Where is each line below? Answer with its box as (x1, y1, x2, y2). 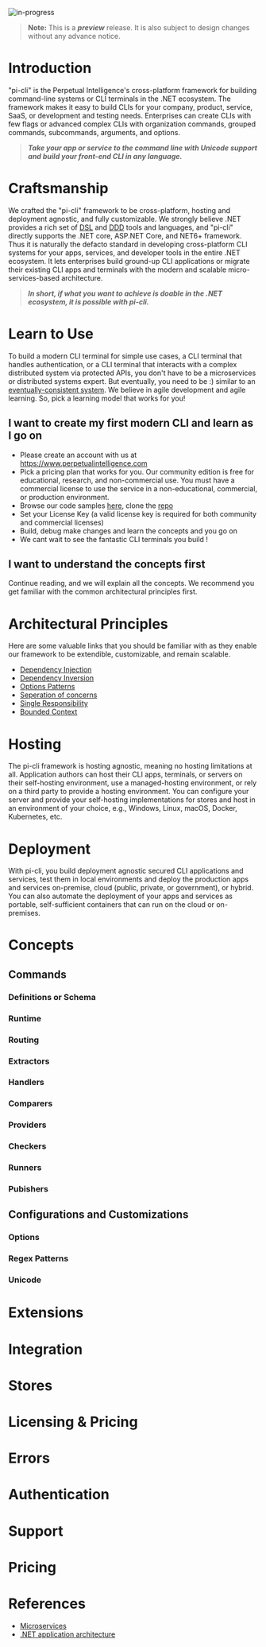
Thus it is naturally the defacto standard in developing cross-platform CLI (8, 239, 248, 249)
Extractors (8, 1056, 50, 1067)
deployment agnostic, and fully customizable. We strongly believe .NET (8, 214, 241, 223)
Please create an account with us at (19, 450, 137, 459)
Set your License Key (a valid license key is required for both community (19, 509, 256, 518)
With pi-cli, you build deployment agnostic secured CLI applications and (8, 866, 244, 876)
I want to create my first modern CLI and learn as (8, 417, 254, 430)
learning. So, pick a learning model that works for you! (8, 393, 186, 403)
